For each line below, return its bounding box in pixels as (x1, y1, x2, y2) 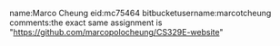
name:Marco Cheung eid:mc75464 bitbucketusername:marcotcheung (9, 8, 272, 18)
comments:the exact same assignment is (9, 17, 163, 28)
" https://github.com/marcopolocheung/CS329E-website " (9, 27, 224, 37)
